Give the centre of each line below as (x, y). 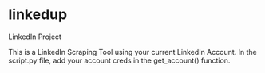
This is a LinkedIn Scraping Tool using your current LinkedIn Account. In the (133, 52)
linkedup (38, 15)
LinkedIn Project (35, 36)
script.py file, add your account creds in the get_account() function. (119, 60)
